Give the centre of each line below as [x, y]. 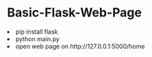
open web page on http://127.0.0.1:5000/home [80, 46]
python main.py [38, 38]
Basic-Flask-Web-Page [75, 13]
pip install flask [37, 32]
